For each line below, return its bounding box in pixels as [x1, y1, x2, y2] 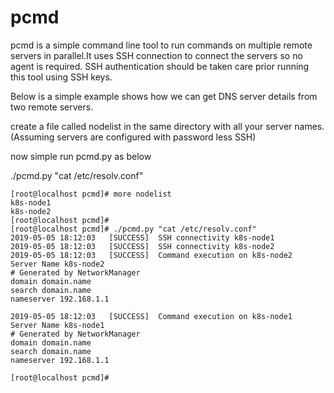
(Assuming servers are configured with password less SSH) [10, 131, 257, 143]
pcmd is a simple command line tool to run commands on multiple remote [10, 39, 313, 51]
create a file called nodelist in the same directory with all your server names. [10, 120, 325, 132]
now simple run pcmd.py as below [10, 150, 152, 162]
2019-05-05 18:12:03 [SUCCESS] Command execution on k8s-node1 [10, 311, 293, 321]
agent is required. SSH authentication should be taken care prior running [10, 60, 310, 72]
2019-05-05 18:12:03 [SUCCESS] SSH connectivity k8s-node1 [10, 232, 275, 243]
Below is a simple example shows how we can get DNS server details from [10, 90, 318, 102]
